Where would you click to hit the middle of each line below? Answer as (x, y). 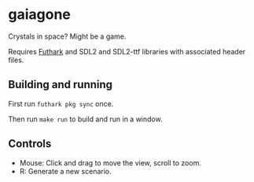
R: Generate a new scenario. (65, 171)
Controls (30, 144)
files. (16, 60)
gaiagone (39, 15)
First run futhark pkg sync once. (61, 103)
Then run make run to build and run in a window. (85, 119)
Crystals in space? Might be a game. (67, 36)
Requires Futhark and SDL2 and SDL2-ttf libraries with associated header (127, 51)
